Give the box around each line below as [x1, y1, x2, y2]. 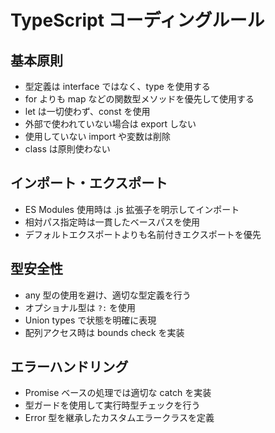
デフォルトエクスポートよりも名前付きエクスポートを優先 [24, 228, 262, 240]
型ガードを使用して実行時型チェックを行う [24, 399, 201, 411]
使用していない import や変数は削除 [24, 131, 171, 142]
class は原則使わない [24, 143, 111, 155]
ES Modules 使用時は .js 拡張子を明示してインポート [24, 203, 240, 215]
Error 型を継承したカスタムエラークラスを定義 [24, 412, 215, 424]
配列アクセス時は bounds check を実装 [24, 326, 185, 338]
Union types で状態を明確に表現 [24, 314, 157, 326]
